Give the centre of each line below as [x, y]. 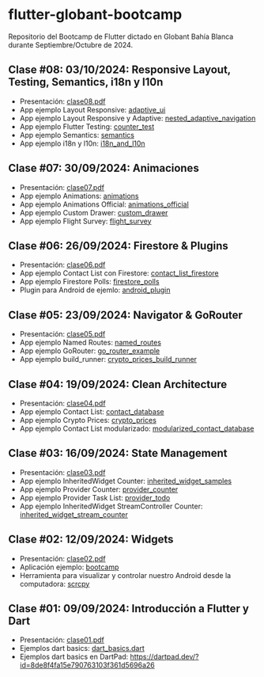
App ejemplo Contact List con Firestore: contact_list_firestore [119, 273]
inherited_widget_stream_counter [74, 514]
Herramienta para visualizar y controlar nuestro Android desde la [125, 575]
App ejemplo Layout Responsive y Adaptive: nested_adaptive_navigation [138, 118]
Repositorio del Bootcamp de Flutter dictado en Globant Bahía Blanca [121, 36]
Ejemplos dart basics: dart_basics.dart [82, 648]
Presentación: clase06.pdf [62, 265]
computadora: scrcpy [55, 584]
